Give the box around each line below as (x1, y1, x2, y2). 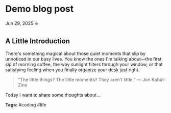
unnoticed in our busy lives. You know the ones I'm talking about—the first (5, 55, 162, 62)
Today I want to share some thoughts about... (5, 92, 101, 98)
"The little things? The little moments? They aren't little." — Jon (17, 76, 151, 82)
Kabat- (151, 76, 166, 82)
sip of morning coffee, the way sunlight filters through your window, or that (5, 61, 163, 67)
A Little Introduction (5, 37, 70, 46)
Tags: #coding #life (5, 101, 47, 107)
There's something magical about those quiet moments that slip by (5, 50, 146, 56)
